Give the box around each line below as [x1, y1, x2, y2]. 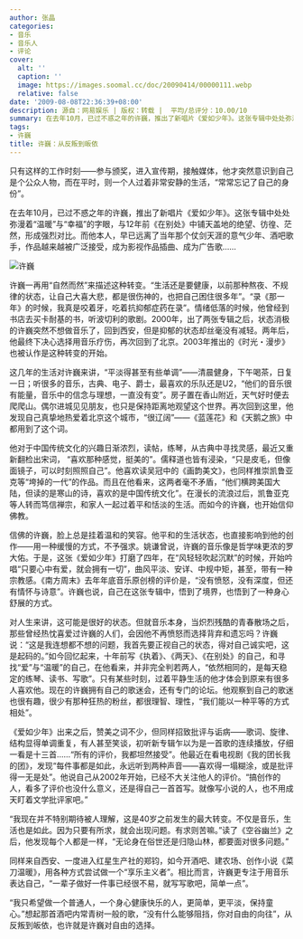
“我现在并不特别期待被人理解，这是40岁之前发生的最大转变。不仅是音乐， [9, 813, 284, 824]
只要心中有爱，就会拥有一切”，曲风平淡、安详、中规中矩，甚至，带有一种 [21, 563, 293, 574]
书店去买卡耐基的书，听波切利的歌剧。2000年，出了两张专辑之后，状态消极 [9, 313, 290, 324]
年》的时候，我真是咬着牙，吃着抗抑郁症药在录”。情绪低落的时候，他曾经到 [9, 302, 290, 313]
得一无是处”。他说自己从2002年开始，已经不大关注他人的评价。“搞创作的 [9, 771, 281, 782]
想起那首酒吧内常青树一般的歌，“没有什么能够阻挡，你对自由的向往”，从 [24, 908, 293, 919]
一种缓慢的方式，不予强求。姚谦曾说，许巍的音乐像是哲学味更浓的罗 [40, 540, 294, 552]
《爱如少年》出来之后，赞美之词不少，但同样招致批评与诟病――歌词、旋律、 [9, 726, 294, 737]
